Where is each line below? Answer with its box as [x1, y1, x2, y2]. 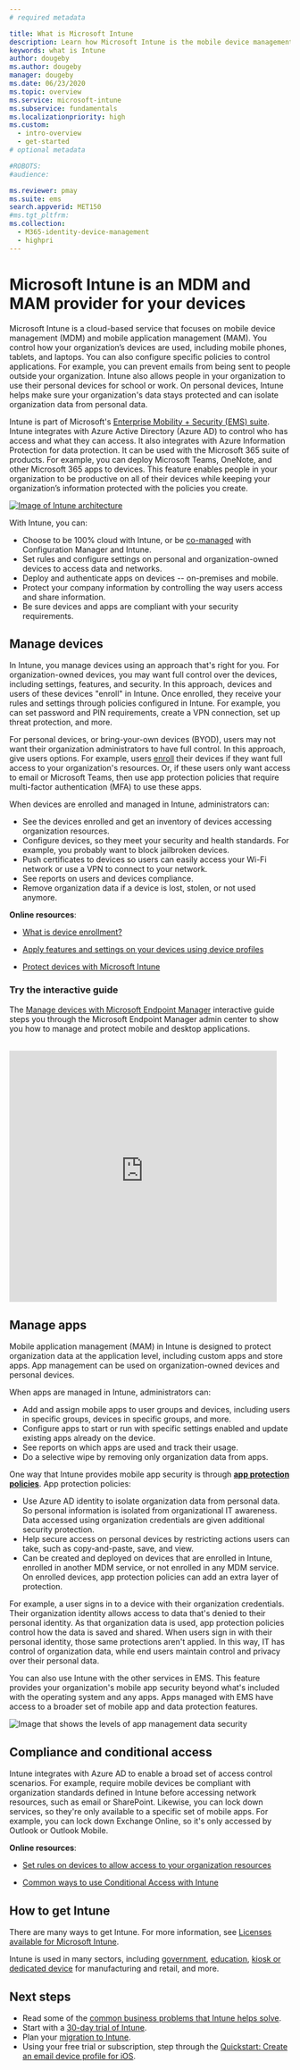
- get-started [17, 138, 70, 147]
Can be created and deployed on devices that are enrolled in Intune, [21, 1553, 273, 1563]
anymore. [21, 893, 58, 903]
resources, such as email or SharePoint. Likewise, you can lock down [9, 1797, 263, 1807]
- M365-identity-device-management [17, 228, 150, 237]
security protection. [21, 1524, 96, 1535]
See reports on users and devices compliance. [21, 873, 194, 884]
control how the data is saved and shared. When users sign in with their [9, 1627, 272, 1638]
